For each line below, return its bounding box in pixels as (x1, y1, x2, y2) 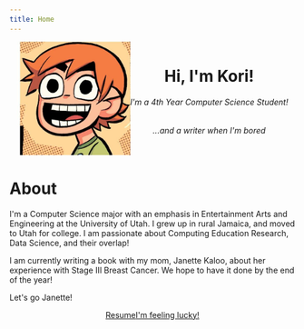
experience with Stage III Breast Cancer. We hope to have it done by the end (9, 264, 295, 275)
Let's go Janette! (9, 292, 73, 303)
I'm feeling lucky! (135, 309, 200, 320)
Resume (105, 309, 136, 320)
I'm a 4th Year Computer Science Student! (130, 96, 289, 107)
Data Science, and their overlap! (9, 237, 130, 248)
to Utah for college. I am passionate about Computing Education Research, (9, 227, 289, 238)
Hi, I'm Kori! (164, 66, 254, 86)
